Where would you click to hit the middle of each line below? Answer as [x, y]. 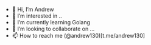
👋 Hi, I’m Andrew [33, 9]
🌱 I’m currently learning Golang [51, 22]
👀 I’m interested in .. [37, 16]
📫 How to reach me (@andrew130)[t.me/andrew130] [78, 36]
